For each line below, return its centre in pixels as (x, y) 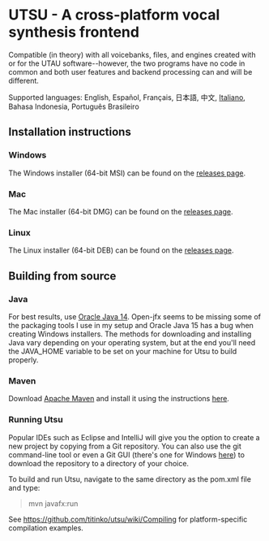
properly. (23, 360)
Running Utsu (36, 420)
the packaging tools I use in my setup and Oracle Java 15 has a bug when (131, 325)
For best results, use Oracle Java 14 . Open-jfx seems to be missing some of (135, 316)
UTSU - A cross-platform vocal (114, 15)
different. (23, 80)
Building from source (62, 276)
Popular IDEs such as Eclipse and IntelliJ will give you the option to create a (134, 437)
